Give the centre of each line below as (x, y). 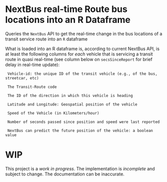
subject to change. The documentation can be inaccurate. (65, 174)
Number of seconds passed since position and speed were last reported (83, 122)
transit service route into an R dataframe (46, 39)
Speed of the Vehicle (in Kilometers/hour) (53, 113)
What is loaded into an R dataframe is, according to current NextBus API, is (82, 48)
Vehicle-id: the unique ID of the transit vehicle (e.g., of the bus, (82, 73)
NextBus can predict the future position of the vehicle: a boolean (80, 130)
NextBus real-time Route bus (66, 9)
